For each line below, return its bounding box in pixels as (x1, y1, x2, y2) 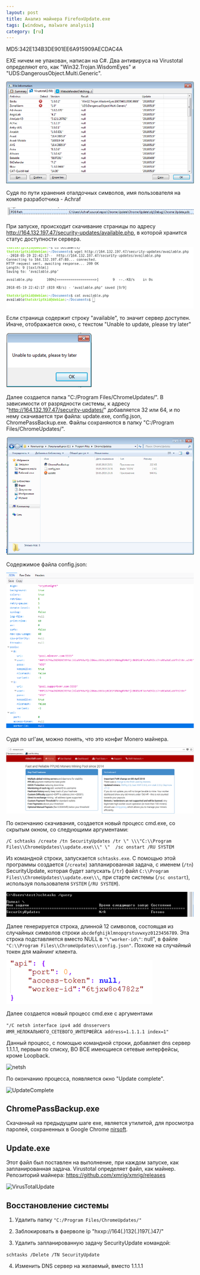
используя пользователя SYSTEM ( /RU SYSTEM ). (6, 879, 120, 887)
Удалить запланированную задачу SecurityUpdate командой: (14, 1239, 171, 1246)
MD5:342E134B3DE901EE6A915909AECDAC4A (6, 45, 123, 53)
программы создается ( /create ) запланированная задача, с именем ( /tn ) (6, 861, 194, 868)
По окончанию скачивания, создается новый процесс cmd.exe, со (6, 819, 176, 826)
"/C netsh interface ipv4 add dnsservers (6, 1022, 111, 1028)
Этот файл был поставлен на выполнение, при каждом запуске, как (6, 1159, 179, 1166)
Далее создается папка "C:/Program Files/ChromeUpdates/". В (6, 394, 164, 401)
